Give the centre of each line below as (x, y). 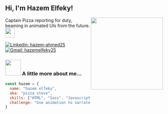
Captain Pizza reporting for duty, (39, 20)
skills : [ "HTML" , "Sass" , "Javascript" (51, 98)
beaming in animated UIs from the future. (47, 25)
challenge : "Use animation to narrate (50, 102)
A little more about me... (52, 73)
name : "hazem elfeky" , (33, 88)
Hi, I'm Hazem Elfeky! (39, 8)
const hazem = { (22, 84)
